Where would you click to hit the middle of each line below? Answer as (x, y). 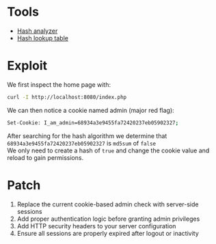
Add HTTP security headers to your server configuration (96, 226)
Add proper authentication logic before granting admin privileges (108, 219)
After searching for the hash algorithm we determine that (87, 136)
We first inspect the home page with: (59, 84)
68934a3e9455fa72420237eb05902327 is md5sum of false (81, 143)
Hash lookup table (42, 38)
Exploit (27, 66)
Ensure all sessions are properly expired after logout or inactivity (108, 233)
